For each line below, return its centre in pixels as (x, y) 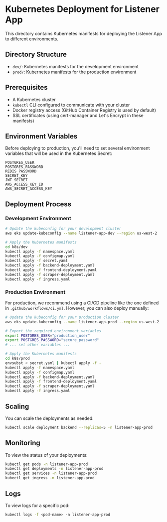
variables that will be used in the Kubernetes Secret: (59, 153)
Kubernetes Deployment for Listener (82, 9)
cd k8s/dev (16, 247)
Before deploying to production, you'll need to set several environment (78, 148)
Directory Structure (36, 55)
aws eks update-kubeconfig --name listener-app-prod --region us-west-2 (82, 322)
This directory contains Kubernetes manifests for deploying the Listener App (84, 33)
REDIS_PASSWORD (21, 171)
